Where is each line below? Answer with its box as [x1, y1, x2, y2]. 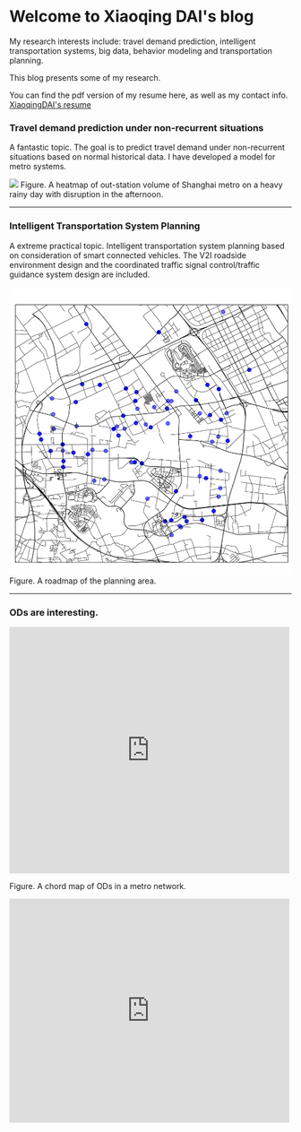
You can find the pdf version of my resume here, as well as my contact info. [9, 90, 288, 100]
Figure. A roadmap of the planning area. [9, 575, 157, 586]
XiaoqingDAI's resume [9, 99, 91, 109]
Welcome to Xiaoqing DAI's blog [9, 6, 254, 27]
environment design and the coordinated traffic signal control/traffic [9, 259, 261, 270]
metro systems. [9, 161, 67, 172]
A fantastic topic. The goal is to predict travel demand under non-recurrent [9, 142, 285, 153]
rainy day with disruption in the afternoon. [9, 189, 164, 200]
